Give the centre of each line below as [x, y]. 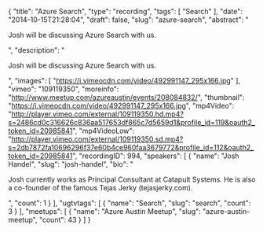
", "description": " [37, 50]
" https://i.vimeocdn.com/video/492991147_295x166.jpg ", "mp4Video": [121, 106]
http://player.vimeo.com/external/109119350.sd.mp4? [97, 139]
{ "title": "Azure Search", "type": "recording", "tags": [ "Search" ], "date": [126, 11]
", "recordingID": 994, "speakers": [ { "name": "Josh [155, 156]
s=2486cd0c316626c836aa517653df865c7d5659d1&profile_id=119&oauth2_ [131, 122]
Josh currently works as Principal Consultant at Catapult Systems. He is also [132, 179]
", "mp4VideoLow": [103, 131]
